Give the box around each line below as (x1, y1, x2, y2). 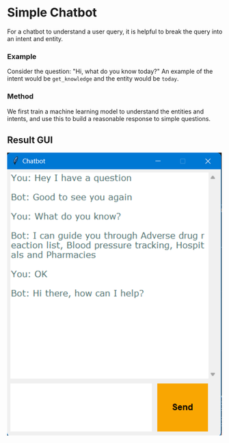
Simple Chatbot (7, 5, 97, 21)
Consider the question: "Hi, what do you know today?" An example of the (7, 67, 213, 76)
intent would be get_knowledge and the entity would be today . (7, 75, 179, 83)
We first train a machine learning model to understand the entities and (7, 107, 204, 116)
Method (7, 92, 34, 101)
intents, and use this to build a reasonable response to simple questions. (7, 114, 211, 122)
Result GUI (7, 134, 53, 146)
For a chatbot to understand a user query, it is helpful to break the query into (7, 27, 223, 36)
